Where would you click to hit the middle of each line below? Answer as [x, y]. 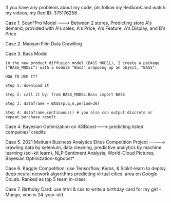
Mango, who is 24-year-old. [35, 195]
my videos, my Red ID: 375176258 [41, 13]
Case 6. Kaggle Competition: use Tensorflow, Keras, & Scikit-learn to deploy [85, 168]
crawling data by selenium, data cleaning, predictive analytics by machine [83, 147]
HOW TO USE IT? [22, 77]
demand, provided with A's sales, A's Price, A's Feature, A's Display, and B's [85, 28]
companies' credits [26, 132]
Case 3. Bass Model [26, 54]
